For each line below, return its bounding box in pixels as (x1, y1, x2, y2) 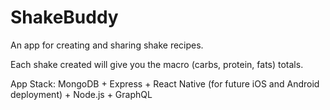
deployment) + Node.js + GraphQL (10, 88, 153, 100)
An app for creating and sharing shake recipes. (10, 39, 204, 51)
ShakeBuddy (10, 6, 119, 29)
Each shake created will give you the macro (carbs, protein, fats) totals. (10, 58, 304, 70)
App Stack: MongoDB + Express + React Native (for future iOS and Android (10, 77, 320, 90)
